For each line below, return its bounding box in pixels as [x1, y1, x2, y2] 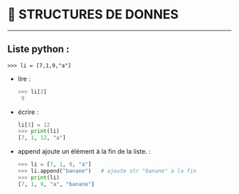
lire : [17, 74, 31, 83]
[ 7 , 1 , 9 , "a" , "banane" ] [17, 181, 95, 188]
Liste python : [7, 43, 70, 55]
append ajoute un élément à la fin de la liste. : [17, 147, 152, 156]
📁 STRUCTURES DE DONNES [7, 6, 179, 23]
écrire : [17, 108, 39, 116]
